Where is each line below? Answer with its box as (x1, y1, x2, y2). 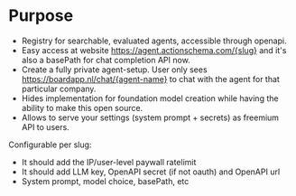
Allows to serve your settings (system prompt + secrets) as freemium (21, 112, 280, 123)
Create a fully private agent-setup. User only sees (21, 64, 208, 75)
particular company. (21, 83, 97, 94)
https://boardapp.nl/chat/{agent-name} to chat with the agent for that (21, 73, 281, 84)
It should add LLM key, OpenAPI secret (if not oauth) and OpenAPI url (21, 166, 281, 177)
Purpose (8, 5, 74, 26)
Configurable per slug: (8, 139, 92, 150)
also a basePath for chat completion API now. (21, 54, 190, 65)
